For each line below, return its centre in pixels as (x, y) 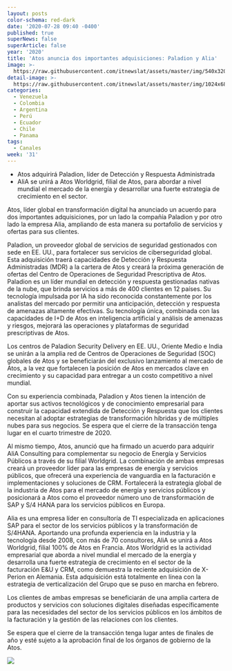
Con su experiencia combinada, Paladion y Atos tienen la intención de (106, 396)
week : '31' (23, 155)
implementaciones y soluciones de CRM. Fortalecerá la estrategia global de (115, 483)
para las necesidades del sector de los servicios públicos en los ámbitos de (115, 612)
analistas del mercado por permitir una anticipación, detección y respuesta (114, 303)
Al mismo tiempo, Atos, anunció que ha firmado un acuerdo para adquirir (111, 446)
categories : (24, 90)
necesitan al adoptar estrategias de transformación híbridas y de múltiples (113, 418)
